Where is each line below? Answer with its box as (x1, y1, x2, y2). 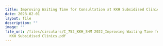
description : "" (5, 20, 38, 25)
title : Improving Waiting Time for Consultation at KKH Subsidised (5, 7, 145, 12)
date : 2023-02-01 (5, 11, 40, 16)
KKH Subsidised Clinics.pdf (9, 34, 66, 39)
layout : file (5, 16, 32, 21)
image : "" (5, 25, 25, 30)
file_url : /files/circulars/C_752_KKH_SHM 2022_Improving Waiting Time (5, 29, 153, 34)
